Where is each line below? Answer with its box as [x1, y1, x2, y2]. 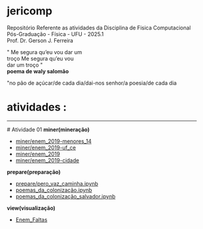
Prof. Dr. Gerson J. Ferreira [7, 37, 73, 44]
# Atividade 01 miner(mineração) [7, 126, 90, 133]
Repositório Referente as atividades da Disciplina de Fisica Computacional [7, 24, 192, 31]
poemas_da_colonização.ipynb [15, 186, 92, 194]
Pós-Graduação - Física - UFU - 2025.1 [7, 30, 104, 37]
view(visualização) [7, 204, 56, 212]
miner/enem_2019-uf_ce [15, 144, 76, 151]
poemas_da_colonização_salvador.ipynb [15, 192, 116, 200]
